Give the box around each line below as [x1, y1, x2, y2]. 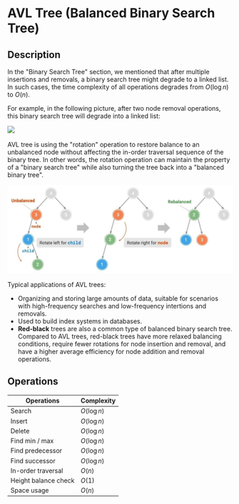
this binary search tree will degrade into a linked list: [7, 112, 161, 120]
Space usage [10, 486, 49, 495]
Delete [10, 426, 30, 435]
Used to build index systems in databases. [17, 316, 143, 326]
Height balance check [10, 476, 75, 485]
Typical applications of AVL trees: [7, 280, 106, 288]
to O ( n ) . [7, 91, 31, 99]
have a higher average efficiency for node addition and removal [17, 347, 205, 356]
